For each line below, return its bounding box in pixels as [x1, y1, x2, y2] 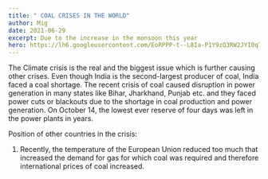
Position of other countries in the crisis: [8, 129, 138, 139]
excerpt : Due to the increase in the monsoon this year [8, 33, 198, 42]
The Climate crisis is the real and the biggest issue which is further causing [8, 63, 255, 72]
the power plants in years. [8, 114, 94, 123]
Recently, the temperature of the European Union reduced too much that [19, 145, 258, 154]
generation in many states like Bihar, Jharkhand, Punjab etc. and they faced [8, 88, 257, 98]
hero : [8, 41, 26, 49]
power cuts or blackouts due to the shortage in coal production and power [8, 97, 253, 107]
